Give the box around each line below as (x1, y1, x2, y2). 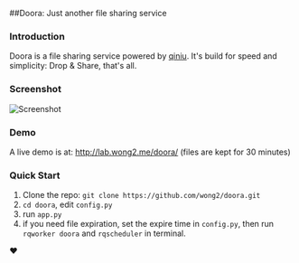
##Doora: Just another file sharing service (9, 8, 167, 18)
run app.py (22, 209, 62, 220)
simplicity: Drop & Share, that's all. (9, 61, 137, 71)
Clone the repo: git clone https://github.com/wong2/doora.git (22, 190, 261, 201)
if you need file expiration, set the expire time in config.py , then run (22, 219, 274, 230)
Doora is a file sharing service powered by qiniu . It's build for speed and (9, 51, 277, 61)
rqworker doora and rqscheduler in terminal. (22, 228, 187, 239)
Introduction (9, 30, 65, 42)
